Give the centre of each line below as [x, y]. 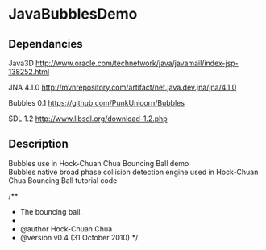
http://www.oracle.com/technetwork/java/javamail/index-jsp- [137, 63]
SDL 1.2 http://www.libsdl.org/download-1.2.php [88, 119]
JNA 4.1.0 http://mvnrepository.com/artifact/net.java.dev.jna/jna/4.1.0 [123, 87]
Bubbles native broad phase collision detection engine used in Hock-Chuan [133, 172]
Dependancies [46, 44]
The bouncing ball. [51, 211]
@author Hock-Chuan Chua [66, 229]
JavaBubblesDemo [73, 14]
